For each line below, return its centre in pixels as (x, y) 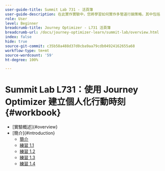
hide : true (16, 42)
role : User (16, 19)
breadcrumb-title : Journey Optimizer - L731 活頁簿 (58, 28)
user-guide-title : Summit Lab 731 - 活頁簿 (49, 10)
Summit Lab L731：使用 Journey (72, 90)
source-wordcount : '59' (29, 55)
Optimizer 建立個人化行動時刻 (66, 102)
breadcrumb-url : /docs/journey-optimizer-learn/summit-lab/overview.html (82, 32)
